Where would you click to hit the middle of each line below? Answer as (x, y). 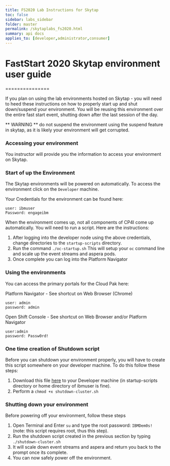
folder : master (21, 24)
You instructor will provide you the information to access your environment (83, 154)
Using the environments (36, 272)
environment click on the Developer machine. (52, 189)
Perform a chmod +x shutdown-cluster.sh (56, 391)
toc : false (17, 15)
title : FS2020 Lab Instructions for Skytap (52, 10)
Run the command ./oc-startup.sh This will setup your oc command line (89, 249)
